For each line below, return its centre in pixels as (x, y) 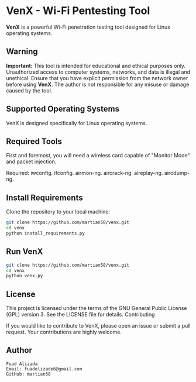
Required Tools (34, 141)
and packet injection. (31, 161)
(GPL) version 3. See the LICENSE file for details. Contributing (80, 315)
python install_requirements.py (45, 233)
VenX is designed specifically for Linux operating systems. (77, 123)
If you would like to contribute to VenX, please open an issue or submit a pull (99, 326)
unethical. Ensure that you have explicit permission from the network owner (97, 78)
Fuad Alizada (22, 364)
